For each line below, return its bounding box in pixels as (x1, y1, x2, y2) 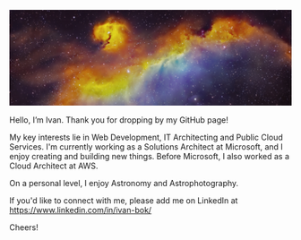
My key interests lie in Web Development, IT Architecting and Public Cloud (9, 132, 284, 142)
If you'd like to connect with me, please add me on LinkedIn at (9, 194, 238, 206)
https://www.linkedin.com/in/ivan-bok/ (9, 204, 152, 215)
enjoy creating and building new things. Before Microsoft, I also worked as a (9, 150, 289, 161)
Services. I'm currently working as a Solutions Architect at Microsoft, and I (9, 141, 284, 152)
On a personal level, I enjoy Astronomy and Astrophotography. (9, 177, 239, 188)
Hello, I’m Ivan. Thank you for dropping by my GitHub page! (9, 114, 228, 125)
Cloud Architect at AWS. (9, 160, 99, 171)
